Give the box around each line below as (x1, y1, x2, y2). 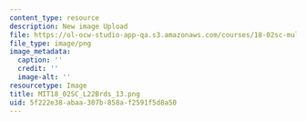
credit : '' (17, 65, 59, 74)
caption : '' (17, 55, 64, 65)
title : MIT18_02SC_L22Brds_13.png (9, 89, 141, 98)
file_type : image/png (9, 38, 92, 48)
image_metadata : (9, 47, 71, 56)
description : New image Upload (9, 22, 128, 31)
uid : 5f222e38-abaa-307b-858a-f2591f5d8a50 (9, 97, 178, 107)
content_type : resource (9, 13, 100, 23)
